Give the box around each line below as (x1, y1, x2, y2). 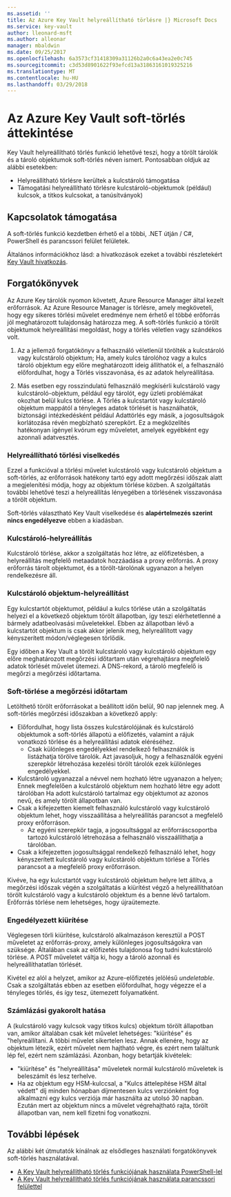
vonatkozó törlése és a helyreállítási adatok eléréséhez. (17, 738, 175, 746)
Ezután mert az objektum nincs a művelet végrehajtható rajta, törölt (17, 1101, 208, 1109)
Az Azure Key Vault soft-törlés (7, 111, 186, 127)
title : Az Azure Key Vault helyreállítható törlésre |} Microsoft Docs (7, 17, 217, 24)
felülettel (17, 1182, 43, 1191)
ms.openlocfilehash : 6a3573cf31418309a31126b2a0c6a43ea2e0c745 (7, 55, 193, 62)
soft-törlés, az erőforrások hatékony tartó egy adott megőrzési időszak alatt (7, 473, 223, 482)
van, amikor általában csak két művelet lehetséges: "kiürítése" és (7, 1029, 192, 1037)
